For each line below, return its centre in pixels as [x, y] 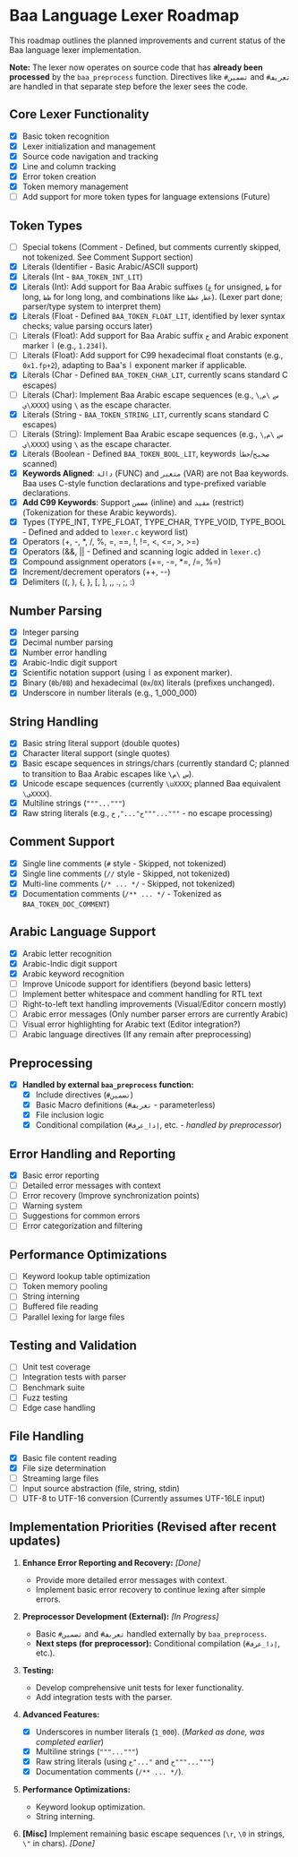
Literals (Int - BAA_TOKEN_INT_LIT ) [82, 277]
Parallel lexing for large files [73, 1317]
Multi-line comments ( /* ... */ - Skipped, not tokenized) [128, 883]
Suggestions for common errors [81, 1216]
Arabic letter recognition [67, 953]
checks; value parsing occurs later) [87, 326]
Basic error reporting [61, 1175]
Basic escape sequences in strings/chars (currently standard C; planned [156, 763]
